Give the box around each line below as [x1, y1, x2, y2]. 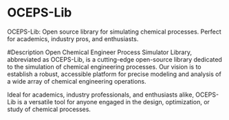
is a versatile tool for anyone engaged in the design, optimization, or [17, 97, 210, 106]
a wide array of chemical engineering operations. [7, 77, 146, 85]
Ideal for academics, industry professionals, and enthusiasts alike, [7, 91, 195, 99]
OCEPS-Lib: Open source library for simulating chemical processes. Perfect [7, 27, 221, 36]
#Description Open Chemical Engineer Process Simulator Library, [7, 48, 193, 56]
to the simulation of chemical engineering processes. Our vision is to [7, 62, 201, 71]
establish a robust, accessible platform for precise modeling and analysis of [7, 70, 221, 78]
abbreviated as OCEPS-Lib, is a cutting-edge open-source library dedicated [7, 55, 222, 63]
